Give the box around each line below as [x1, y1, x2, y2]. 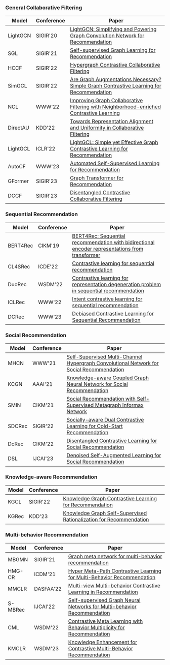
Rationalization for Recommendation [63, 516, 149, 523]
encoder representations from [72, 245, 143, 252]
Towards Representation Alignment [70, 118, 153, 125]
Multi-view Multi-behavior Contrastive [68, 582, 160, 589]
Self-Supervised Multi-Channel [66, 353, 143, 360]
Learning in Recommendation [68, 589, 138, 596]
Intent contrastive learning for [72, 295, 143, 303]
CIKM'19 [37, 242, 60, 249]
